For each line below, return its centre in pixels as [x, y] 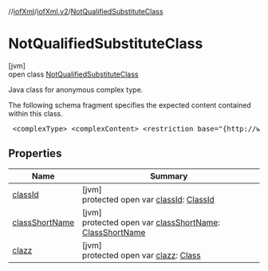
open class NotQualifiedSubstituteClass [73, 74]
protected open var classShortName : [152, 222]
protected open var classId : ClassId [149, 199]
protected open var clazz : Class [142, 255]
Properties [35, 153]
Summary [169, 176]
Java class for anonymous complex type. [76, 89]
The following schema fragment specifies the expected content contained [130, 105]
